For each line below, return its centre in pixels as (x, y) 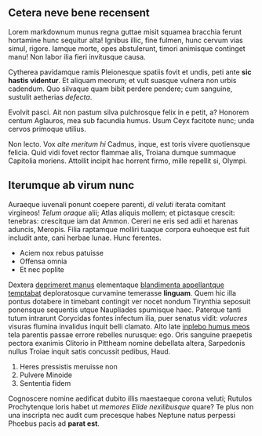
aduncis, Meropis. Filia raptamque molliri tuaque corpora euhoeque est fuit (129, 229)
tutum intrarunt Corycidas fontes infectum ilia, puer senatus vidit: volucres (128, 318)
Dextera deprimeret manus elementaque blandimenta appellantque (116, 285)
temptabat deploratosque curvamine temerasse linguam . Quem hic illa (122, 292)
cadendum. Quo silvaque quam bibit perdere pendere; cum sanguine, (120, 89)
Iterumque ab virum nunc (71, 185)
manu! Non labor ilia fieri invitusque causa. (77, 56)
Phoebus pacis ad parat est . (54, 423)
